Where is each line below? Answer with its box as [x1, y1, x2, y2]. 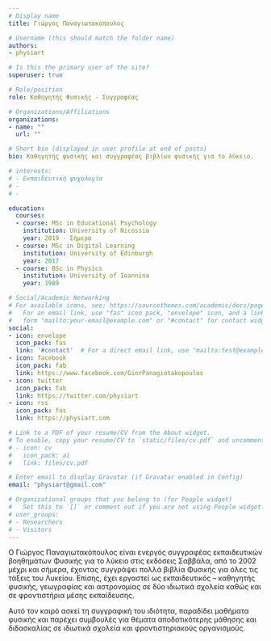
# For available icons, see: [8, 302, 106, 310]
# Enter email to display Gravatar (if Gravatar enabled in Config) [8, 474, 244, 482]
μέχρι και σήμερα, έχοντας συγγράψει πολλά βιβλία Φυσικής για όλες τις [8, 565, 259, 575]
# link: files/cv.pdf [8, 458, 89, 467]
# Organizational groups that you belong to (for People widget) [8, 496, 232, 504]
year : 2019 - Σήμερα [23, 234, 92, 242]
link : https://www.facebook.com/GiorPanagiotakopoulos [15, 369, 204, 377]
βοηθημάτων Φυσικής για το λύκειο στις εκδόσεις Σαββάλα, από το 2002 [8, 556, 256, 566]
